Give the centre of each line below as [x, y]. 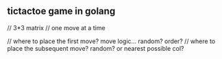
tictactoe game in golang [61, 11]
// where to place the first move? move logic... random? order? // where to [111, 41]
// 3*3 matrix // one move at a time [56, 27]
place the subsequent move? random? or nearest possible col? [96, 48]
